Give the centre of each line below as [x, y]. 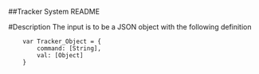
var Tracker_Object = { [62, 41]
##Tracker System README [54, 12]
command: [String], [69, 49]
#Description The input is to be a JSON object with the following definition [130, 27]
